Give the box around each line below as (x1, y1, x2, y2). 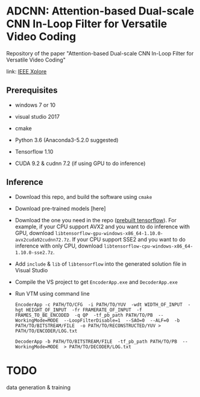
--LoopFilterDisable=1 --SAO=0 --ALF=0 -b (63, 317, 180, 324)
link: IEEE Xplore (6, 67, 47, 75)
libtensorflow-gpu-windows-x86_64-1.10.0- (55, 230, 164, 236)
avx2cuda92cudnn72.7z (14, 237, 69, 243)
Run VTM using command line (14, 290, 90, 297)
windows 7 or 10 (14, 101, 56, 108)
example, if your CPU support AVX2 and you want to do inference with (14, 223, 190, 230)
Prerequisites (6, 86, 58, 96)
